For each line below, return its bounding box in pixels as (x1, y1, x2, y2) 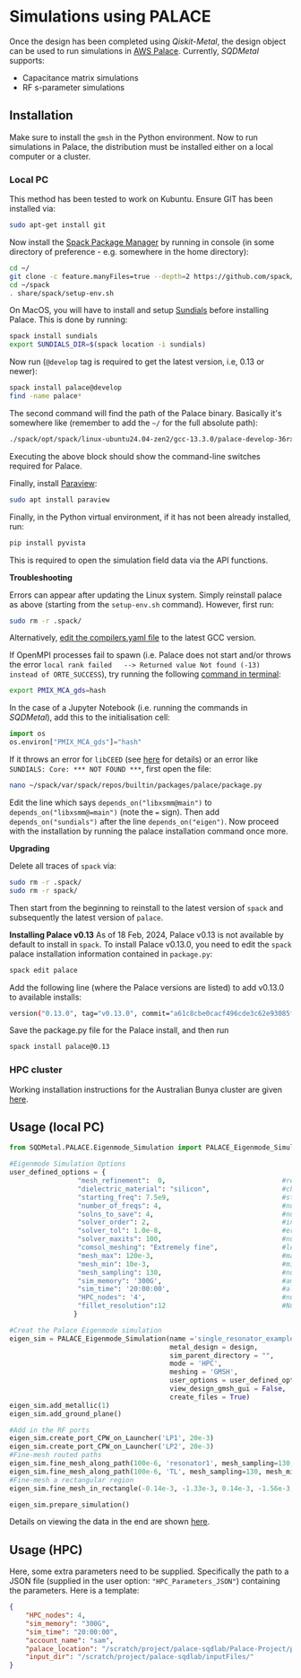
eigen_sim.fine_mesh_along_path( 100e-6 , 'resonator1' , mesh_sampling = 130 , (9, 1459, 295, 1468)
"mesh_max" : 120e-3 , (77, 1251, 154, 1260)
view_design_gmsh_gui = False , (169, 1385, 287, 1394)
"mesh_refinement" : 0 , (77, 1176, 167, 1185)
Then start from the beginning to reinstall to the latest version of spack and (9, 902, 284, 913)
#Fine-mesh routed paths (9, 1451, 102, 1460)
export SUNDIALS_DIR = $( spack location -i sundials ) (9, 340, 206, 349)
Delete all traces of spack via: (9, 860, 116, 871)
